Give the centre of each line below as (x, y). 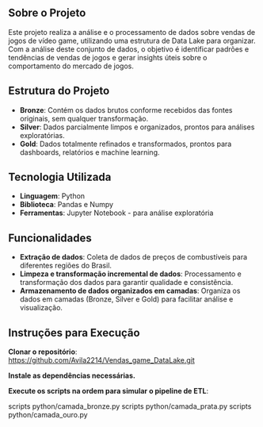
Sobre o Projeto (47, 13)
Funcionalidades (50, 238)
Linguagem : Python (52, 196)
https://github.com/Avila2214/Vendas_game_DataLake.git (102, 360)
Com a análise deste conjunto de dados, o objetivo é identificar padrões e (129, 49)
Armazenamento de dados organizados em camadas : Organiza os (130, 291)
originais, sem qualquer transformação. (84, 118)
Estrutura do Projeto (59, 91)
